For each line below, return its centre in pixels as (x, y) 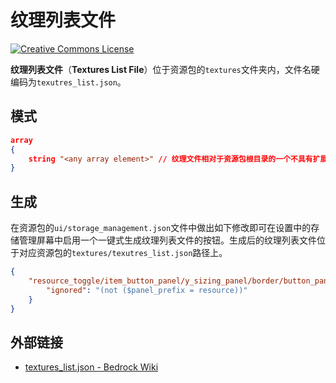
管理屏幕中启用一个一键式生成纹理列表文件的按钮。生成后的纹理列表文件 (167, 240)
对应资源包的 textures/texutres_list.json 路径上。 (123, 253)
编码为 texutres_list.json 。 (68, 82)
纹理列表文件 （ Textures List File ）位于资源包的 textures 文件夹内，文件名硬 (165, 69)
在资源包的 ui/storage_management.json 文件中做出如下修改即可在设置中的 (161, 228)
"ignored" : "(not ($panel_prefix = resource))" (147, 290)
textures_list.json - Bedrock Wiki (91, 367)
